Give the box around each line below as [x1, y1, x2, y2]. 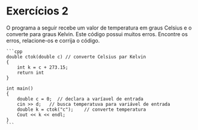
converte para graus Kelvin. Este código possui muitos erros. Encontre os [6, 30, 188, 37]
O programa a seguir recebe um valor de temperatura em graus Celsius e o [6, 24, 192, 31]
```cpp [6, 48, 23, 55]
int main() [6, 85, 34, 91]
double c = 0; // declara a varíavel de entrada [17, 96, 144, 102]
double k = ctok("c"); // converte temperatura [17, 107, 146, 113]
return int [17, 69, 44, 76]
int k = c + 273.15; [17, 64, 68, 70]
